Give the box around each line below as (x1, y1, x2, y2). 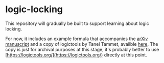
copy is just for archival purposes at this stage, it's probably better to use (5, 46, 159, 52)
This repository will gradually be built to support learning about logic (5, 20, 149, 26)
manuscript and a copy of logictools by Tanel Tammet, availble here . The (5, 41, 158, 47)
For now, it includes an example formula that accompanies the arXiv (5, 36, 148, 42)
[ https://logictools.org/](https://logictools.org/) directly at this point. (5, 52, 147, 58)
